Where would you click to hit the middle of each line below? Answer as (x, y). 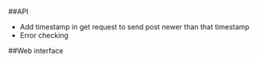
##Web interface (36, 50)
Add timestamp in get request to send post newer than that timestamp (134, 27)
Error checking (44, 35)
